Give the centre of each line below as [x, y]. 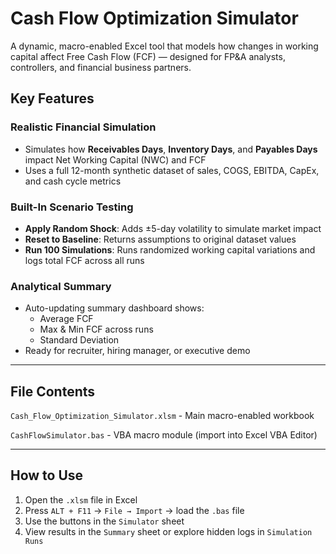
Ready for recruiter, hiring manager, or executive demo [137, 351]
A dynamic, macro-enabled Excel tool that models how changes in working [164, 46]
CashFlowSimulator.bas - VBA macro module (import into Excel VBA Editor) [164, 435]
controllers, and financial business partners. [101, 67]
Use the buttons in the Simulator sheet [104, 521]
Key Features [52, 98]
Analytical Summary [61, 286]
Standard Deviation [79, 340]
